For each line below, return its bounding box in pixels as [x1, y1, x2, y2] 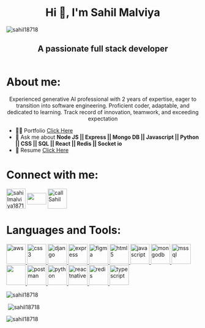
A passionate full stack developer [37, 44, 168, 54]
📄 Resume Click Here [15, 146, 69, 154]
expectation [88, 115, 118, 122]
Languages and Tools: [6, 223, 121, 237]
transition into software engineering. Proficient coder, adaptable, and [16, 101, 190, 109]
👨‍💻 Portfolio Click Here [15, 127, 73, 134]
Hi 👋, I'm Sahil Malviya [45, 6, 160, 20]
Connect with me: [6, 168, 99, 182]
